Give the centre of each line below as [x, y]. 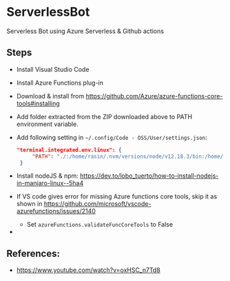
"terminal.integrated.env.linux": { [69, 150]
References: [33, 253]
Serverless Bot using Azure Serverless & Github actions [85, 31]
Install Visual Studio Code [53, 69]
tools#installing [38, 103]
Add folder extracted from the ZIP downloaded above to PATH [104, 116]
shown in [29, 204]
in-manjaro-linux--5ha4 [50, 183]
